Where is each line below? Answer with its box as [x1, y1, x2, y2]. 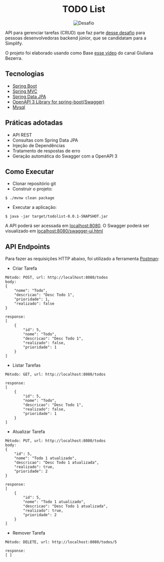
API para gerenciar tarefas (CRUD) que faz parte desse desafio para [5, 29, 146, 35]
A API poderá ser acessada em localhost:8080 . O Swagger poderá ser [5, 223, 150, 229]
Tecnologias [5, 70, 44, 78]
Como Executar [5, 167, 54, 176]
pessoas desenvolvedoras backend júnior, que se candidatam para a [5, 35, 147, 41]
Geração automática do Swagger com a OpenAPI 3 [12, 153, 118, 159]
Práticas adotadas [5, 119, 63, 127]
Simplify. [5, 40, 23, 46]
